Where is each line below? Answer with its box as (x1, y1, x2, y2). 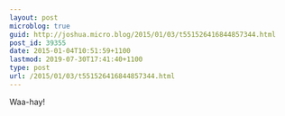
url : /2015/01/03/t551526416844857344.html (9, 72, 176, 81)
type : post (9, 64, 51, 73)
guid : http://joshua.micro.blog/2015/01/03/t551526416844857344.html (9, 30, 277, 39)
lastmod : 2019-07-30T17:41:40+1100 (9, 55, 143, 64)
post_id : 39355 (9, 38, 67, 48)
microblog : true (9, 22, 70, 31)
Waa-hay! (9, 96, 46, 107)
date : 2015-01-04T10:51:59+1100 (9, 47, 131, 56)
